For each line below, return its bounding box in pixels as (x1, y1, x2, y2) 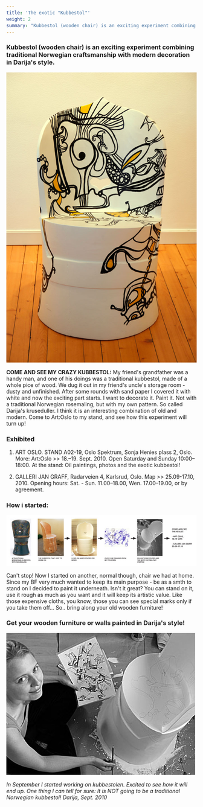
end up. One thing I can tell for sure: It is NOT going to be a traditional (6, 787, 180, 794)
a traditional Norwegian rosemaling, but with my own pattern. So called (6, 400, 183, 407)
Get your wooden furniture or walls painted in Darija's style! (6, 619, 185, 627)
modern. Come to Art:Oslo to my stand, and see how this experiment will (6, 413, 187, 421)
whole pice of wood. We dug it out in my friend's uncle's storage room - (6, 381, 185, 389)
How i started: (6, 501, 49, 509)
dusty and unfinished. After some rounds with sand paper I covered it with (6, 388, 191, 395)
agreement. (14, 486, 44, 493)
